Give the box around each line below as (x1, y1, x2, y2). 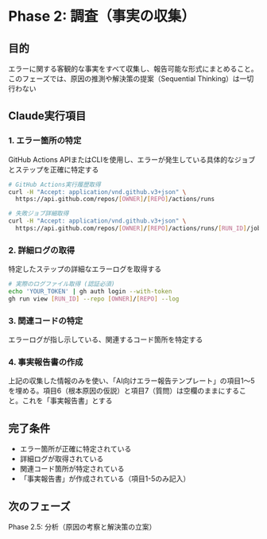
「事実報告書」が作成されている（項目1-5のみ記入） (19, 474, 191, 483)
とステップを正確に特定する (8, 165, 99, 174)
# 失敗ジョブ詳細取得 (8, 210, 69, 218)
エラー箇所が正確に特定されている (19, 444, 132, 454)
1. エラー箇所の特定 (8, 135, 82, 146)
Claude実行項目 (8, 109, 87, 123)
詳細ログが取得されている (19, 454, 104, 463)
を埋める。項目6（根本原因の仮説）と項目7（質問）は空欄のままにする (8, 386, 240, 396)
